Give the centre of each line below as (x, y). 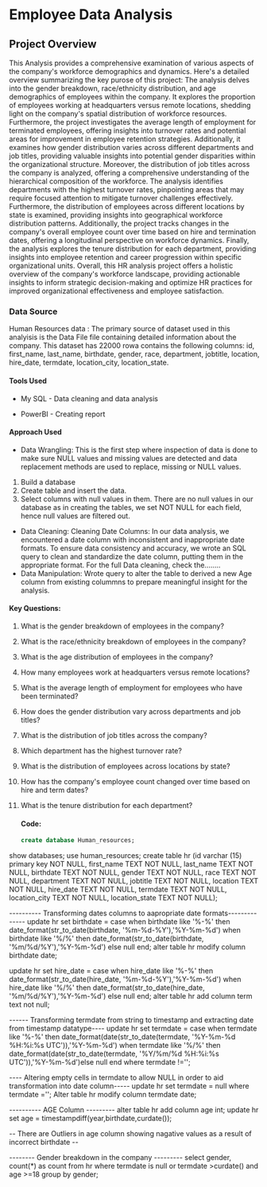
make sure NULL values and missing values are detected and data (129, 458)
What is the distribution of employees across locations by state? (125, 766)
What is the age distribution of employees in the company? (117, 656)
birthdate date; (33, 955)
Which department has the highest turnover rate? (101, 750)
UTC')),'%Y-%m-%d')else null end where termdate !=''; (100, 1061)
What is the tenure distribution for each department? (106, 805)
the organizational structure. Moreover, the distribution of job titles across (130, 164)
